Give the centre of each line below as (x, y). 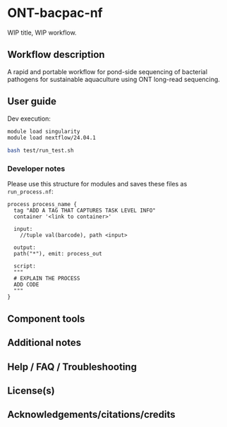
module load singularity (44, 131)
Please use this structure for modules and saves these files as (97, 184)
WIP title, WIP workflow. (42, 32)
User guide (32, 101)
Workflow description (56, 55)
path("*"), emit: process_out (58, 254)
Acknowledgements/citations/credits (92, 415)
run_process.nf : (31, 191)
